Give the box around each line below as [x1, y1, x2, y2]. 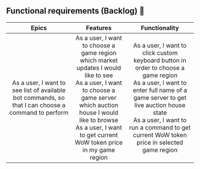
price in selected [136, 138, 183, 146]
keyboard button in [133, 56, 186, 64]
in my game [82, 146, 115, 154]
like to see [84, 71, 113, 79]
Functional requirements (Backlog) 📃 [6, 6, 145, 16]
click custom [142, 48, 178, 57]
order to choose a [135, 63, 185, 72]
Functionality [140, 23, 180, 32]
